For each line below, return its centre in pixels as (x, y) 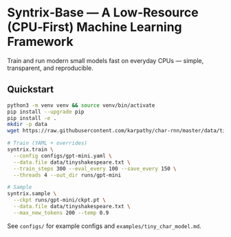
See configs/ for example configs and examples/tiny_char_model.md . (104, 226)
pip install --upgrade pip (46, 112)
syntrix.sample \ (32, 194)
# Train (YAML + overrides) (47, 143)
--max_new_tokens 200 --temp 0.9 (61, 213)
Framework (40, 42)
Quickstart (31, 89)
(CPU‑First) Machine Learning (95, 27)
